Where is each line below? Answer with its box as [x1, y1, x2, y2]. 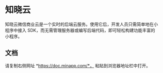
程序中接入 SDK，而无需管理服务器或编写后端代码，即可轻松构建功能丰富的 [5, 27, 155, 33]
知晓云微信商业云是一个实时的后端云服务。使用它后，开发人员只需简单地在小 [5, 21, 158, 27]
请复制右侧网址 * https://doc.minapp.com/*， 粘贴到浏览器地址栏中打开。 [5, 62, 151, 68]
